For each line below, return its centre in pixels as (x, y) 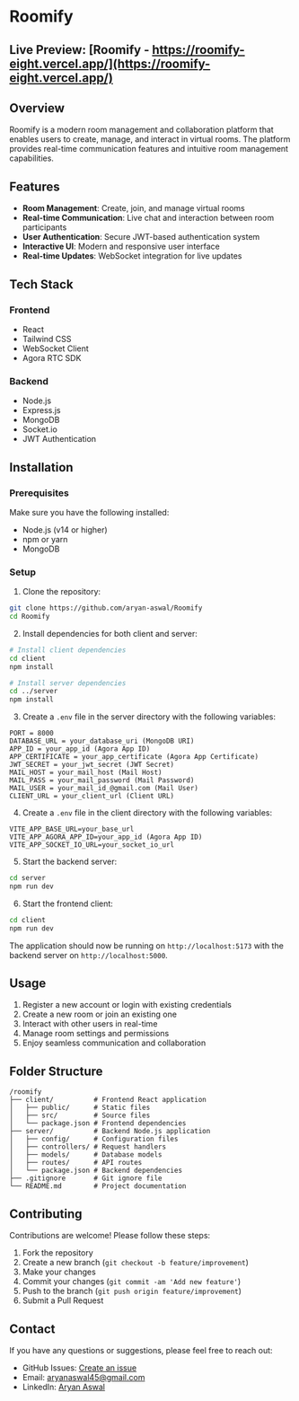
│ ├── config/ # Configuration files (94, 1139)
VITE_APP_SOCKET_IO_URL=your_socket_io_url (92, 845)
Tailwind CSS (47, 339)
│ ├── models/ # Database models (86, 1155)
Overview (37, 108)
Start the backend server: (70, 862)
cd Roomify (30, 617)
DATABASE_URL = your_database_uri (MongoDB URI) (102, 741)
